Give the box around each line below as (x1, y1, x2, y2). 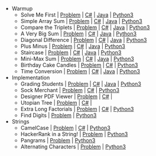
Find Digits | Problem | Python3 (20, 112, 97, 119)
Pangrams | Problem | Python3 (20, 137, 96, 144)
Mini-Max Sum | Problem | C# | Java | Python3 (20, 56, 134, 62)
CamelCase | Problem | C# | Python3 (20, 124, 110, 131)
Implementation (11, 74, 50, 81)
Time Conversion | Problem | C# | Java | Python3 (20, 68, 141, 74)
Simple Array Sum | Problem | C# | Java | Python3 (20, 18, 143, 24)
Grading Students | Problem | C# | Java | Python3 (20, 80, 142, 87)
